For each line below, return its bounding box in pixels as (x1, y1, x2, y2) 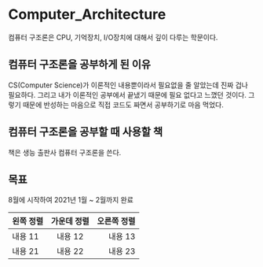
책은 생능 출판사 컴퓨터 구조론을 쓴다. (8, 147, 122, 157)
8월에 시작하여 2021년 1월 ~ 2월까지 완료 (8, 195, 133, 205)
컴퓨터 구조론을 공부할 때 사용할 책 (8, 125, 163, 139)
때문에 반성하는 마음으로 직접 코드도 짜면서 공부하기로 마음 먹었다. (22, 100, 224, 109)
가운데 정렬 (50, 216, 90, 227)
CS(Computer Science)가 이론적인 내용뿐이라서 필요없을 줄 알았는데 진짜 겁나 (8, 80, 249, 90)
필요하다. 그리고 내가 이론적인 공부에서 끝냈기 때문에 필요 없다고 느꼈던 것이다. (8, 90, 247, 99)
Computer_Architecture (8, 6, 166, 24)
